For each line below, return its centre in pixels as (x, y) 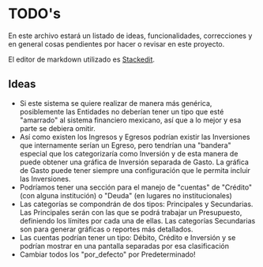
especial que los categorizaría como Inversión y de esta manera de (129, 153)
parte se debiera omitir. (58, 128)
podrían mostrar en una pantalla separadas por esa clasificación (124, 246)
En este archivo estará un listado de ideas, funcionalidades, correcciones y (130, 36)
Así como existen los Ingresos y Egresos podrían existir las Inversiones (135, 137)
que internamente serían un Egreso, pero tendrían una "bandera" (125, 145)
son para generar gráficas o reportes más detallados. (106, 229)
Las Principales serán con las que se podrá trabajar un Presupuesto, (131, 212)
